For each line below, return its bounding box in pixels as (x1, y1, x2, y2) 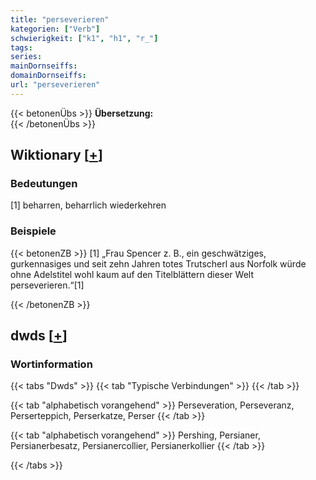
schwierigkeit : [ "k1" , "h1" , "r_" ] (10, 33, 159, 43)
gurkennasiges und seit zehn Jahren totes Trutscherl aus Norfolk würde (10, 257, 307, 270)
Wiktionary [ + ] (10, 147, 103, 164)
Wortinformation (10, 357, 93, 371)
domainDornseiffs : (10, 71, 87, 81)
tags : (10, 42, 33, 53)
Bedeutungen (10, 177, 78, 191)
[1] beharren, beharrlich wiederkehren (10, 199, 167, 211)
